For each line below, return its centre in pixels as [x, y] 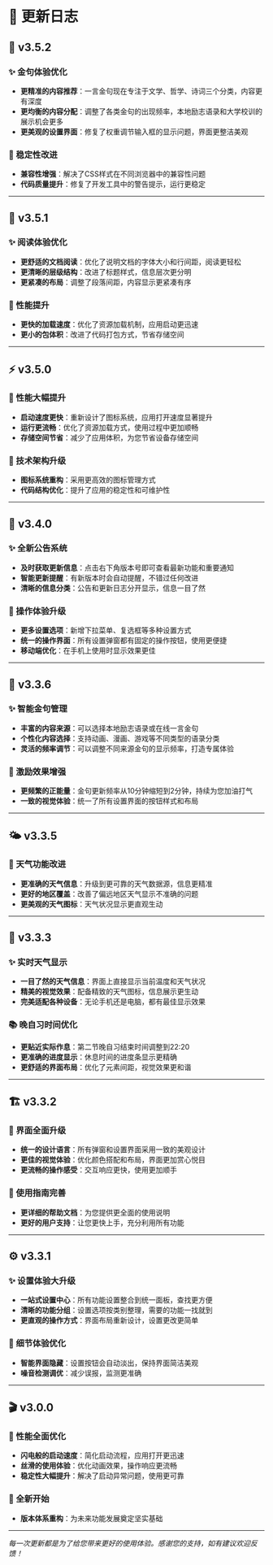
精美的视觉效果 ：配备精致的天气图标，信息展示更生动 [109, 992]
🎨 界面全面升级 [37, 1131]
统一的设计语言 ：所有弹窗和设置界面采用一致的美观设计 [113, 1150]
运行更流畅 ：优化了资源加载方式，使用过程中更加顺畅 [109, 427]
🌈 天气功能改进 [37, 864]
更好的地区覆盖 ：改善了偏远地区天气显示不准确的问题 [109, 893]
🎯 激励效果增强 [37, 772]
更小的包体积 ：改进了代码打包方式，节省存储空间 [102, 335]
